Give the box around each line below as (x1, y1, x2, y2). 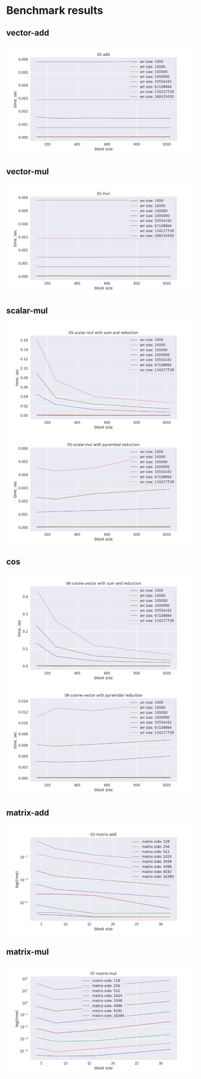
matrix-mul (6, 946, 49, 957)
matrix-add (6, 808, 49, 818)
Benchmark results (6, 4, 104, 17)
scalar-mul (6, 306, 48, 316)
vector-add (6, 28, 49, 38)
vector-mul (6, 166, 49, 177)
